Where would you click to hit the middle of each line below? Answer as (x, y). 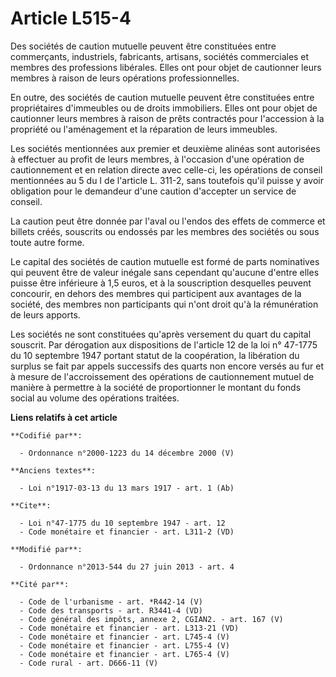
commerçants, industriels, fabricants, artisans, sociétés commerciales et (160, 56)
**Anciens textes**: (53, 470)
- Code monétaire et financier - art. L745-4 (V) (124, 637)
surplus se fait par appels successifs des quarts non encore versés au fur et (167, 366)
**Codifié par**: (46, 435)
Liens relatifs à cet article (64, 417)
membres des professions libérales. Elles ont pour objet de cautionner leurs (166, 67)
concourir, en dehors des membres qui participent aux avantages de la (156, 293)
